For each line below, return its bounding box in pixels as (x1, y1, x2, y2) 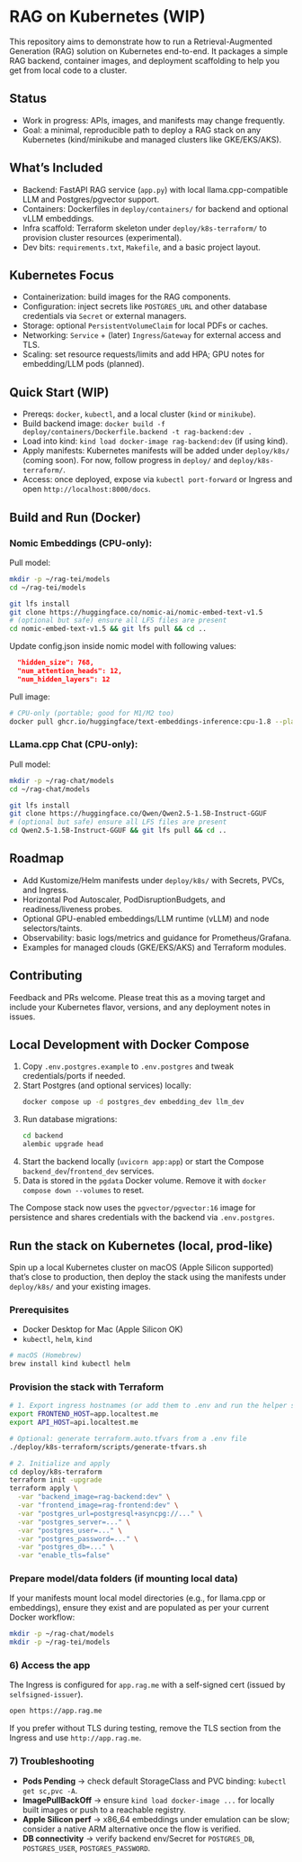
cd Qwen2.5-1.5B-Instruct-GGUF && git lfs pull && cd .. (9, 826, 227, 835)
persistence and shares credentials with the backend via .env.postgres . (9, 1212, 276, 1223)
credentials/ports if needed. (22, 1071, 126, 1082)
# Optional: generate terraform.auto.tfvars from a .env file (9, 1434, 247, 1443)
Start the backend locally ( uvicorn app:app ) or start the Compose (22, 1156, 264, 1167)
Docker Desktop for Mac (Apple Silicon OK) (22, 1324, 183, 1335)
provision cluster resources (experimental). (22, 232, 182, 242)
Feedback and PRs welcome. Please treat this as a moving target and (9, 991, 266, 1002)
